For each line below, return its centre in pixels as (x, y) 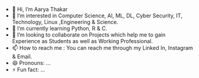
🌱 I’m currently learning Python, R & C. (59, 28)
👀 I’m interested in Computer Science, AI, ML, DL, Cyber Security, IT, (97, 16)
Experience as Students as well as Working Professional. (82, 41)
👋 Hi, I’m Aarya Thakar (40, 9)
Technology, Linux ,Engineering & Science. (65, 22)
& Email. (22, 56)
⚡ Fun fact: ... (28, 70)
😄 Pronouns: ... (31, 63)
